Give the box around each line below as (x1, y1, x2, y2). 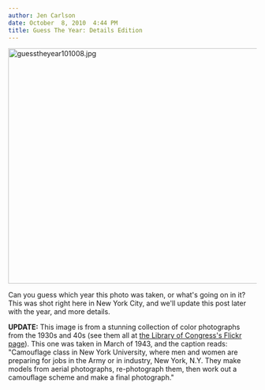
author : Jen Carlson (8, 11, 77, 20)
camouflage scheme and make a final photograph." (8, 373, 175, 382)
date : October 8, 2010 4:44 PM (8, 19, 118, 27)
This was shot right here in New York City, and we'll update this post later (8, 298, 247, 309)
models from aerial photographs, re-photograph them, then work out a (8, 365, 237, 374)
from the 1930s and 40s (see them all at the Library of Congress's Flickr (8, 331, 242, 340)
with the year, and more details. (8, 307, 110, 316)
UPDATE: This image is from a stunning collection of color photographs (8, 322, 241, 332)
